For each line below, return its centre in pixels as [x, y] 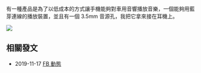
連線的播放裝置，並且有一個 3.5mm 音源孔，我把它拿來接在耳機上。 [95, 16]
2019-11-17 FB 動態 [38, 63]
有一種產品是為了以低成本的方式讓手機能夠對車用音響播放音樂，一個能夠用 [98, 9]
